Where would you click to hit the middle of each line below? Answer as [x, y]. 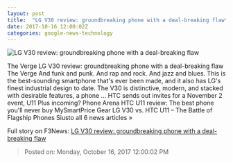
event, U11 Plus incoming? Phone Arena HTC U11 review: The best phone [111, 103]
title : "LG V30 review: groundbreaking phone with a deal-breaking [108, 20]
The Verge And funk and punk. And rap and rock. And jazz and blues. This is [116, 74]
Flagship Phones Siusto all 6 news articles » [70, 118]
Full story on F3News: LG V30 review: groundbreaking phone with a [104, 131]
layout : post [26, 14]
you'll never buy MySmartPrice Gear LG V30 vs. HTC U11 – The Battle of [110, 110]
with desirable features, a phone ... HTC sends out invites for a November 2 [115, 96]
